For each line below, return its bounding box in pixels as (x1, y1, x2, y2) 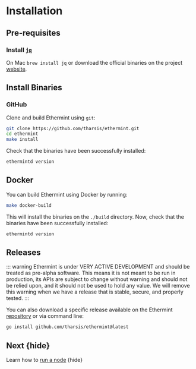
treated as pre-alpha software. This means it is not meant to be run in (6, 269, 176, 277)
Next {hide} (6, 340, 50, 351)
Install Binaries (6, 83, 62, 93)
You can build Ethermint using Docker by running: (6, 191, 128, 198)
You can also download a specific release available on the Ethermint (6, 306, 173, 313)
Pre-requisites (6, 28, 61, 38)
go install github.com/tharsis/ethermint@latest (6, 324, 129, 330)
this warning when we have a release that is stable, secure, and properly (6, 288, 184, 295)
